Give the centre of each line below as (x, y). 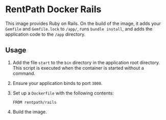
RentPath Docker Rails (53, 9)
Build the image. (30, 112)
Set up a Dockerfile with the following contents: (63, 93)
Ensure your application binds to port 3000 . (57, 83)
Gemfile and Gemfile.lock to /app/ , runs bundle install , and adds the (79, 28)
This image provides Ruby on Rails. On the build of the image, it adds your (83, 23)
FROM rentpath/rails (34, 102)
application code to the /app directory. (45, 34)
